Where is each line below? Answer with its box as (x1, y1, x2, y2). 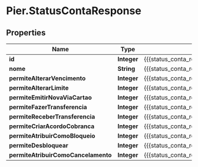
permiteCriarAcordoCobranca (9, 122, 95, 130)
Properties (6, 28, 46, 38)
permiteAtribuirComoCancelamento (9, 151, 112, 159)
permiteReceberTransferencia (9, 113, 95, 120)
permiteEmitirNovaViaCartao (9, 93, 93, 101)
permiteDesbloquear (9, 142, 69, 149)
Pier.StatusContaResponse (6, 4, 141, 18)
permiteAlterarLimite (9, 84, 69, 92)
